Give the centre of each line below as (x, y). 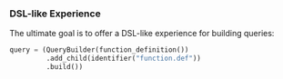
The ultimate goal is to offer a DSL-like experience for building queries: (142, 34)
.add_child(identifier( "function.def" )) (124, 59)
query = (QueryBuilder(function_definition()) (99, 50)
